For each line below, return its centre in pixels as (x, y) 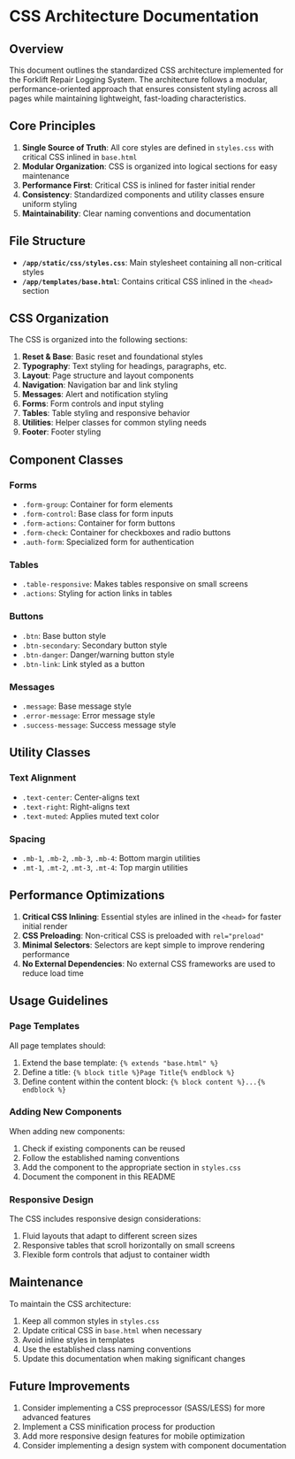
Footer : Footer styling (61, 432)
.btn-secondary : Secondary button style (95, 645)
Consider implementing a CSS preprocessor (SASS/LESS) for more (144, 1408)
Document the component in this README (99, 1176)
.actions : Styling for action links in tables (97, 594)
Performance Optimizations (87, 895)
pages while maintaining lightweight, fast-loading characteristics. (128, 98)
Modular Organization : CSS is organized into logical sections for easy (150, 166)
